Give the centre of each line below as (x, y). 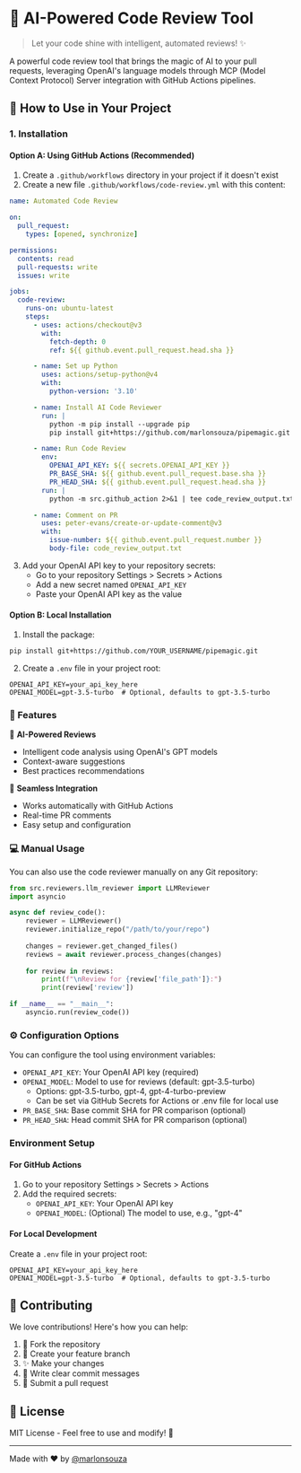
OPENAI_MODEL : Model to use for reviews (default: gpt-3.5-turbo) (138, 1082)
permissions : (34, 250)
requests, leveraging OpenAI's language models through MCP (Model (138, 70)
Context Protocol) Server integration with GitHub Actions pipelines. (133, 80)
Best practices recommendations (83, 771)
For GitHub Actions (46, 1164)
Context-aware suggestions (73, 761)
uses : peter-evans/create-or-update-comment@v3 (132, 523)
